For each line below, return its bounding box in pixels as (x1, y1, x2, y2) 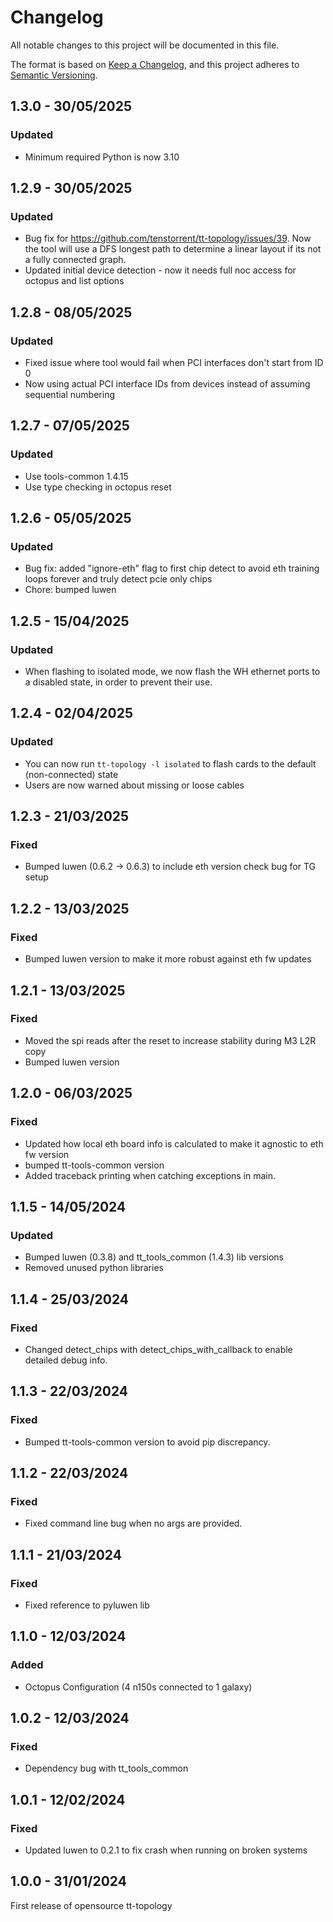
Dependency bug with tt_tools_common (24, 1762, 189, 1775)
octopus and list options (24, 275, 125, 287)
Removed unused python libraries (24, 1262, 164, 1274)
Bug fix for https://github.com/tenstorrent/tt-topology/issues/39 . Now (24, 232, 312, 245)
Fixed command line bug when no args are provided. (24, 1517, 243, 1530)
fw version (24, 1148, 70, 1160)
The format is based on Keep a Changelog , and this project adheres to (10, 58, 300, 70)
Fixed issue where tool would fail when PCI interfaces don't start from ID (24, 357, 324, 368)
